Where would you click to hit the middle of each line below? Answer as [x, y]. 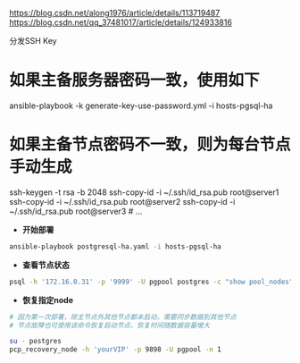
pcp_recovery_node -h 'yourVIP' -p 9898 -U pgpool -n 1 [115, 350]
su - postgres [36, 342]
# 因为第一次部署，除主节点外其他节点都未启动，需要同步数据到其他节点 [123, 317]
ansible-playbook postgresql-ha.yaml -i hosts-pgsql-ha [115, 246]
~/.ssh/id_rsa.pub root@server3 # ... [76, 211]
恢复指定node [48, 300]
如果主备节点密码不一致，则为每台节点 [150, 144]
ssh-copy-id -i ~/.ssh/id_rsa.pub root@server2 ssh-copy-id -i [122, 201]
